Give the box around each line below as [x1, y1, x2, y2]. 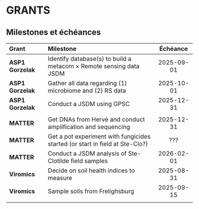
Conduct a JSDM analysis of [47, 149, 127, 157]
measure [47, 174, 73, 182]
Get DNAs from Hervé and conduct [47, 115, 145, 123]
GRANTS [6, 4, 50, 17]
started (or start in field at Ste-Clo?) [47, 140, 148, 148]
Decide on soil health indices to [47, 166, 135, 175]
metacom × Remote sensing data [47, 62, 140, 70]
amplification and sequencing [47, 123, 130, 131]
